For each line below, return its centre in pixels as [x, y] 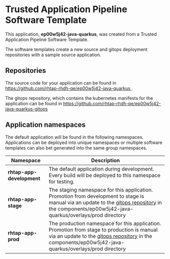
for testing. [62, 181]
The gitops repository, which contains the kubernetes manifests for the [79, 98]
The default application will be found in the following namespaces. [74, 137]
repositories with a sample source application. [53, 55]
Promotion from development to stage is [96, 196]
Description [105, 160]
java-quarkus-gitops [27, 109]
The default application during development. [101, 169]
